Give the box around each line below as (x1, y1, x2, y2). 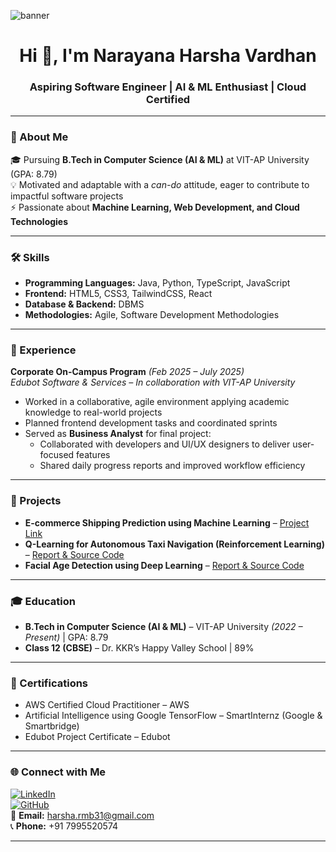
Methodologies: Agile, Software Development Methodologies (24, 309, 280, 321)
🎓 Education (10, 594, 76, 608)
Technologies (10, 215, 69, 227)
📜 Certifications (10, 676, 89, 690)
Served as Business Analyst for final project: (24, 428, 212, 440)
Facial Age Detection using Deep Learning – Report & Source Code (24, 559, 305, 571)
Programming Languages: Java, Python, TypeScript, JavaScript (24, 277, 291, 289)
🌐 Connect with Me (10, 765, 107, 779)
